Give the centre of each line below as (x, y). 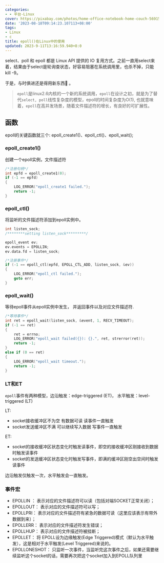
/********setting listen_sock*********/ (47, 234)
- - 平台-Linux (20, 14)
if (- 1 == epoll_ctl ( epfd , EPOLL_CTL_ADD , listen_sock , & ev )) (70, 265)
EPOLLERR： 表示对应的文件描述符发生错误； (58, 525)
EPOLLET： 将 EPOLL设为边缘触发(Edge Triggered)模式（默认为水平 (81, 538)
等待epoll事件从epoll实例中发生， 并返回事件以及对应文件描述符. (70, 307)
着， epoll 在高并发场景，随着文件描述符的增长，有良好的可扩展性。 (84, 106)
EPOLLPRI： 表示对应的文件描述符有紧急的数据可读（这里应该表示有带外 (85, 513)
